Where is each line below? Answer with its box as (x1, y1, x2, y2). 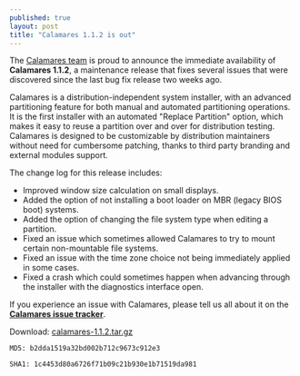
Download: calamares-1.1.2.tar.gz (9, 326, 134, 337)
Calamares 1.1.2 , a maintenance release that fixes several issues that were (9, 64, 288, 75)
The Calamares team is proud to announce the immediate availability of (9, 55, 276, 66)
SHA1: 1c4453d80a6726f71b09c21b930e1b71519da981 (9, 360, 197, 369)
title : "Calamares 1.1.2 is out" (9, 30, 136, 39)
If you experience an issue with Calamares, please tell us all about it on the (9, 299, 289, 310)
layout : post (9, 22, 59, 31)
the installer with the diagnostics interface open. (22, 282, 204, 292)
